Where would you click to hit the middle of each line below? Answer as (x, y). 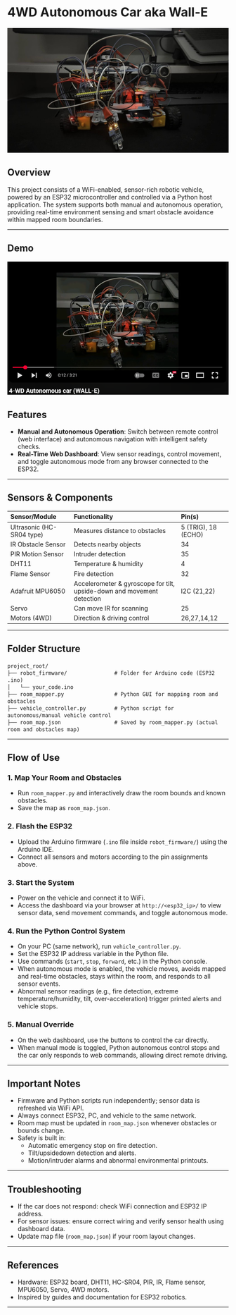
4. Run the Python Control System (66, 931)
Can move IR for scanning (111, 608)
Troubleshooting (45, 1189)
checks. (29, 447)
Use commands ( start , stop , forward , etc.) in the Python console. (112, 961)
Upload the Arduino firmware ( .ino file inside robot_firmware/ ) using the (122, 842)
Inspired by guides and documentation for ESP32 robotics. (102, 1297)
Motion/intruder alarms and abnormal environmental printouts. (118, 1161)
